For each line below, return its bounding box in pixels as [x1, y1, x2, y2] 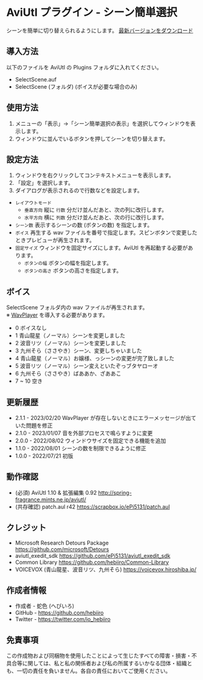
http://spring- [98, 489, 132, 496]
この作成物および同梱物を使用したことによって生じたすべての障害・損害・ [6, 652, 192, 659]
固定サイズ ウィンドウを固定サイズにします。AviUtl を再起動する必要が [15, 244, 188, 252]
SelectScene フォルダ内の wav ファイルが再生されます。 [6, 304, 148, 311]
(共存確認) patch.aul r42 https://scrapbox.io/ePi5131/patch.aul [15, 503, 170, 510]
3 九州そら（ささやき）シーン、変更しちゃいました [15, 347, 142, 354]
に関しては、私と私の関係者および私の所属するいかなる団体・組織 [22, 660, 187, 667]
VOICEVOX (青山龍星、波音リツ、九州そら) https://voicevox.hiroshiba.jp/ [15, 566, 196, 573]
